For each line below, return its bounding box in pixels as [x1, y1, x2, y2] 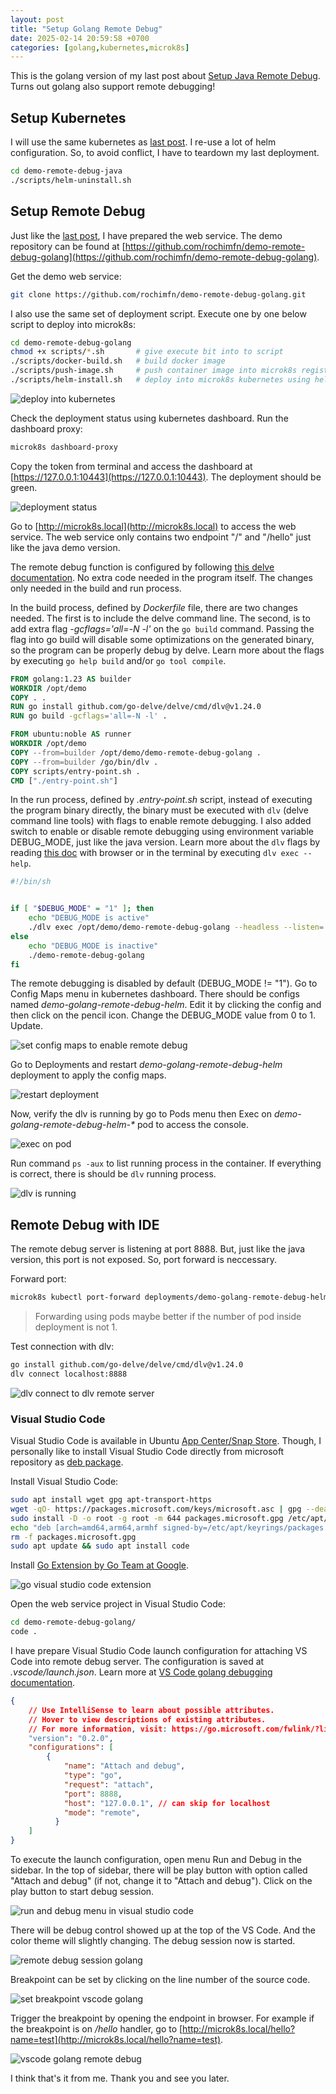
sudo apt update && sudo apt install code [10, 1541, 190, 1551]
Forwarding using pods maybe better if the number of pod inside [34, 1311, 302, 1323]
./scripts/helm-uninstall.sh [10, 175, 132, 185]
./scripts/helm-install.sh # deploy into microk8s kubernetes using [10, 375, 311, 385]
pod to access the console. [136, 1119, 249, 1131]
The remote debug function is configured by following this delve [10, 561, 275, 573]
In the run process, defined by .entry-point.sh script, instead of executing [10, 794, 313, 806]
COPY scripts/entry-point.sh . [10, 766, 141, 776]
